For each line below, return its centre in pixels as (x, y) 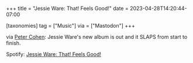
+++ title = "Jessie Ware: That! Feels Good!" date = (67, 8)
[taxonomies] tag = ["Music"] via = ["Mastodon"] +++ (71, 26)
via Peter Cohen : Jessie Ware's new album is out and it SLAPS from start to (97, 37)
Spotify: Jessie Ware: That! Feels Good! (54, 54)
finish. (13, 43)
